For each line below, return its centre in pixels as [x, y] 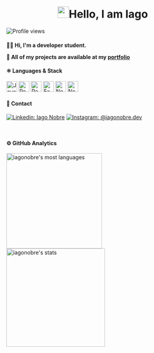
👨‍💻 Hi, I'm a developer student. [46, 45]
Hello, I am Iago [108, 14]
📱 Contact [19, 104]
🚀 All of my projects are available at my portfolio [68, 57]
